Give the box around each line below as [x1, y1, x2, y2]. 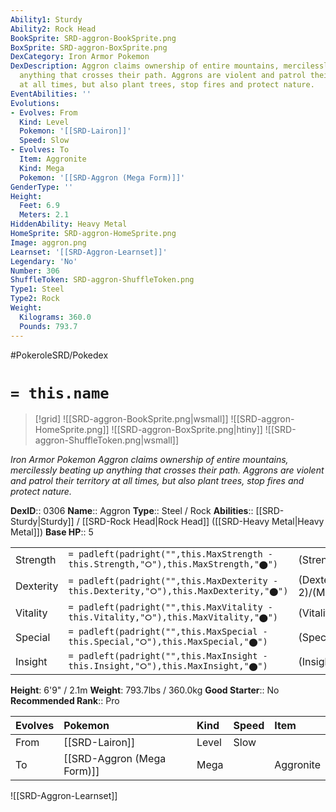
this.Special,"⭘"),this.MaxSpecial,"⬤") [68, 636, 268, 648]
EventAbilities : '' [10, 89, 92, 99]
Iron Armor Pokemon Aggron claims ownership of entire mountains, [10, 454, 289, 466]
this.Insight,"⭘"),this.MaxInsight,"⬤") [68, 661, 268, 672]
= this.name [10, 384, 110, 403]
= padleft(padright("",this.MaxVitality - [68, 602, 273, 613]
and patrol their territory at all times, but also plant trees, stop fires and [10, 475, 305, 487]
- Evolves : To [10, 145, 70, 155]
